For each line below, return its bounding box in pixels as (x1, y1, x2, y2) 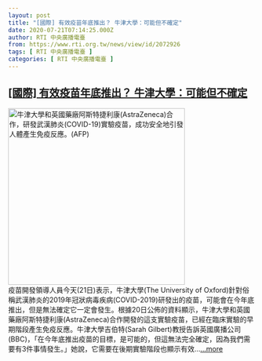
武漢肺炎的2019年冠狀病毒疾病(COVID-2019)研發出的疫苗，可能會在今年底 (14, 295, 255, 304)
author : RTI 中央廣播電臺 (8, 33, 86, 42)
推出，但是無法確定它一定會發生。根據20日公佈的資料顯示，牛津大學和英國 (8, 304, 251, 314)
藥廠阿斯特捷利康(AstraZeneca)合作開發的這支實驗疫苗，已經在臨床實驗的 (8, 315, 247, 324)
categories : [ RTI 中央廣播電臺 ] (8, 56, 114, 64)
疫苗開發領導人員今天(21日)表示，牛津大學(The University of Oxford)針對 (8, 285, 243, 294)
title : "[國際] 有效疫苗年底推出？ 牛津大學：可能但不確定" (8, 19, 183, 27)
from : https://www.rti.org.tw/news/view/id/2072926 (8, 41, 180, 49)
